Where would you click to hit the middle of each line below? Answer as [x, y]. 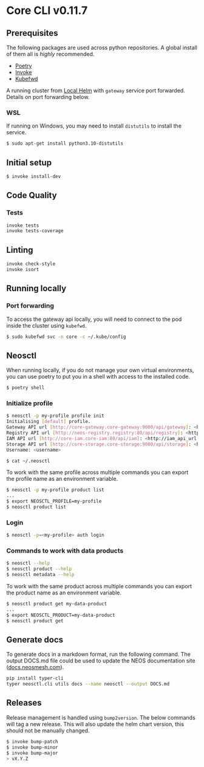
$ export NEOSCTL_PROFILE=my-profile [54, 501]
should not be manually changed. [48, 731]
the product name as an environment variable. [64, 593]
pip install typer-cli [35, 678]
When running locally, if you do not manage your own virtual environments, [100, 370]
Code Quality [32, 195]
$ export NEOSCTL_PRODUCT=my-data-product [61, 615]
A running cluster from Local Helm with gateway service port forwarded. [96, 91]
